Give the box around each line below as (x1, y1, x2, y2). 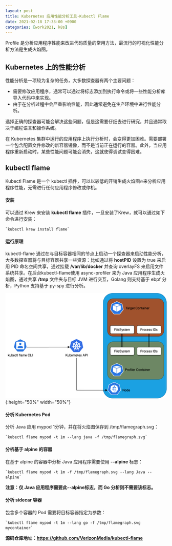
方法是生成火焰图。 (9, 46, 50, 52)
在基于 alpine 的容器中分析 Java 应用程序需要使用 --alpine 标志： (5, 458, 143, 464)
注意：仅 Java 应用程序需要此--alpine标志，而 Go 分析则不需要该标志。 (5, 484, 156, 490)
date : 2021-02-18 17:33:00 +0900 (5, 19, 77, 24)
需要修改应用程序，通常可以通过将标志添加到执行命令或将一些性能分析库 (12, 88, 165, 94)
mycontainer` (5, 525, 33, 531)
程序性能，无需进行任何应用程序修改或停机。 (5, 184, 100, 190)
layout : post (5, 8, 33, 13)
